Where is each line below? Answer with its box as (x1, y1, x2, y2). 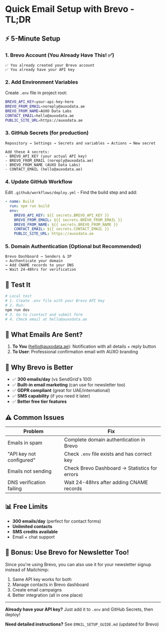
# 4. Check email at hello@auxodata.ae (5, 317, 87, 322)
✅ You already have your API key (5, 67, 75, 72)
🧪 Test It (5, 281, 31, 289)
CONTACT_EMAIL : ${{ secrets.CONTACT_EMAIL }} (14, 227, 110, 232)
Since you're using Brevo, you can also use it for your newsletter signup (5, 561, 152, 567)
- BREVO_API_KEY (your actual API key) (5, 153, 87, 159)
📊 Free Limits (5, 502, 48, 511)
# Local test (5, 293, 32, 299)
